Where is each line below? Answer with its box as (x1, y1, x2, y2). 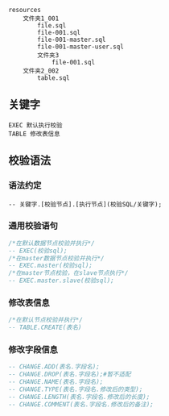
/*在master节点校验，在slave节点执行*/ (8, 269, 129, 277)
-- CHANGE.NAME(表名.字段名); (8, 378, 104, 386)
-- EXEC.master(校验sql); (8, 261, 93, 270)
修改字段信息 (8, 344, 59, 356)
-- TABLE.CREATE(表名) (8, 323, 82, 332)
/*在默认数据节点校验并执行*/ (8, 239, 95, 248)
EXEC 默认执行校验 (8, 121, 63, 129)
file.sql (37, 22, 67, 30)
